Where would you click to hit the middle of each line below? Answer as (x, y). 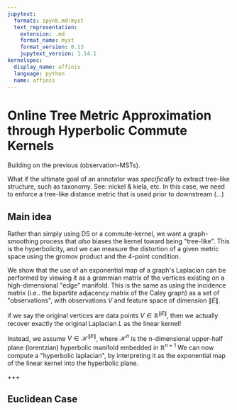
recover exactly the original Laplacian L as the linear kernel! (94, 323)
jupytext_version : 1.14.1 (59, 54)
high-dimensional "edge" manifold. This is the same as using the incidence (117, 285)
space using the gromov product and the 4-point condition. (94, 256)
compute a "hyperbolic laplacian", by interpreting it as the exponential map (116, 356)
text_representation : (46, 27)
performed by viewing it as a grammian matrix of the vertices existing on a (116, 278)
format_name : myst (47, 41)
